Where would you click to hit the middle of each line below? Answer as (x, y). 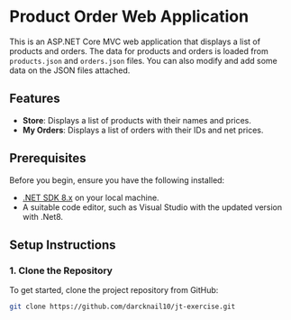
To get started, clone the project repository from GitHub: (114, 290)
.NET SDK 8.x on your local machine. (91, 197)
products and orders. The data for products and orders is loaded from (139, 50)
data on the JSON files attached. (70, 70)
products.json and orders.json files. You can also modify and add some (143, 60)
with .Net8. (43, 216)
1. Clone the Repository (61, 270)
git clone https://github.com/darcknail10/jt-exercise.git (123, 307)
